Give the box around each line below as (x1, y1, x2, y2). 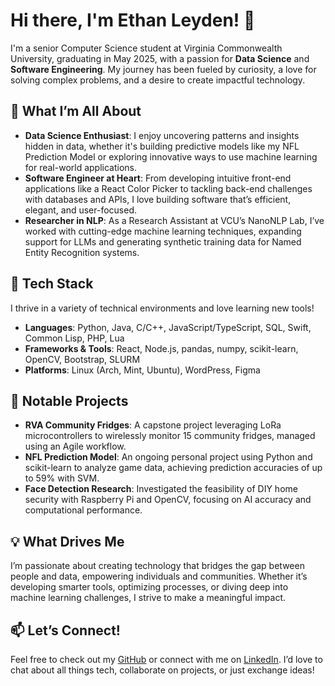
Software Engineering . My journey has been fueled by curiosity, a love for (10, 63, 317, 75)
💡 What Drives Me (10, 533, 125, 550)
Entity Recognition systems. (24, 246, 140, 258)
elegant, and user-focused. (24, 204, 138, 216)
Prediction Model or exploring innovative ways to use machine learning (24, 150, 318, 163)
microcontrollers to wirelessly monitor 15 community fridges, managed (24, 430, 316, 442)
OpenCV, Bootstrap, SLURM (24, 353, 141, 365)
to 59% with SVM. (24, 472, 100, 484)
